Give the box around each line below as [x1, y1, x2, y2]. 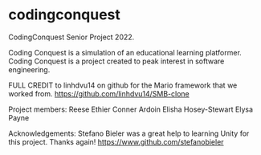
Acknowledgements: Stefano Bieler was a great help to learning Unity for [8, 128, 250, 138]
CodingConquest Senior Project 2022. [8, 32, 135, 42]
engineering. [8, 64, 51, 74]
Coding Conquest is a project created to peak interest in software [8, 56, 225, 66]
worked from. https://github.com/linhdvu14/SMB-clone [8, 88, 190, 98]
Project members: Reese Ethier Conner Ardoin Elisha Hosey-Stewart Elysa [8, 104, 254, 114]
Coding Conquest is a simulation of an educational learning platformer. [8, 47, 243, 57]
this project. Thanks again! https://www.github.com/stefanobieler [8, 137, 224, 146]
